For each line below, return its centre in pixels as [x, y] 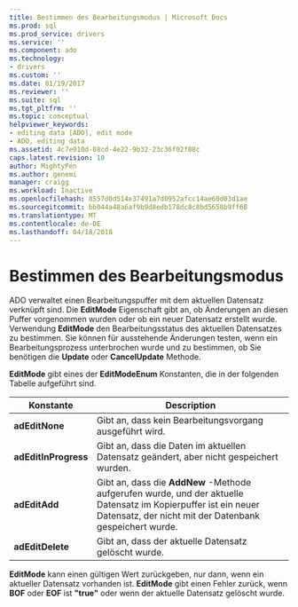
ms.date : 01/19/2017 [47, 83]
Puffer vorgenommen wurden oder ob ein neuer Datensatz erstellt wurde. [143, 319]
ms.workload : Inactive [51, 191]
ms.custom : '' [35, 75]
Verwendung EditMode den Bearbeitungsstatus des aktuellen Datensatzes [145, 328]
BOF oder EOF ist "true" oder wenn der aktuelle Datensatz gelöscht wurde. [147, 593]
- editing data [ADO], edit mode [71, 133]
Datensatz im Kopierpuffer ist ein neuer [178, 505]
